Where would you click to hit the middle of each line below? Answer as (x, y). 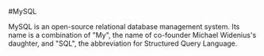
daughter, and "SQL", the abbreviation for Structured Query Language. (123, 43)
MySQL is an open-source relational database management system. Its (124, 26)
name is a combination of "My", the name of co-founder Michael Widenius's (132, 35)
